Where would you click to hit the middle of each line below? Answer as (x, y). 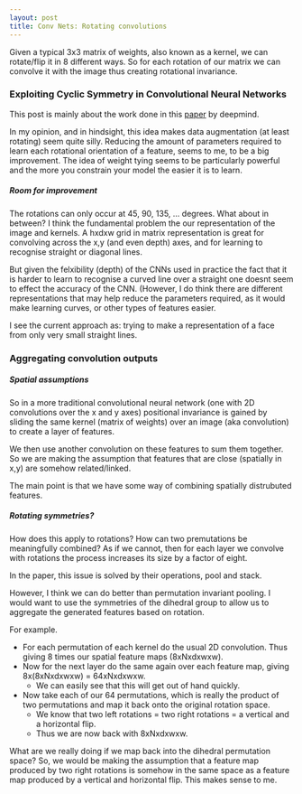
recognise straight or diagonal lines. (76, 252)
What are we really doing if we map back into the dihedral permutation (140, 751)
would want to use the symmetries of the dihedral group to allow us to (139, 603)
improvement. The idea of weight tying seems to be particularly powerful (145, 160)
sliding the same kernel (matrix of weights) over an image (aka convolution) (150, 422)
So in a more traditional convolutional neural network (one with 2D (132, 402)
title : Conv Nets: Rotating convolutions (88, 26)
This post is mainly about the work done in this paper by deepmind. (134, 114)
